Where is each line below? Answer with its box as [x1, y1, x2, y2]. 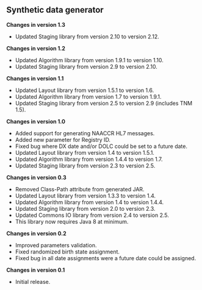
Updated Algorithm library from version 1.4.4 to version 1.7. [15, 155, 163, 163]
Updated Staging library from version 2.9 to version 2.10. [15, 63, 157, 70]
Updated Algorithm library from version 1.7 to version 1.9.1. [15, 93, 162, 100]
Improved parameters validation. [15, 241, 97, 249]
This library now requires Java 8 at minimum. [15, 217, 129, 225]
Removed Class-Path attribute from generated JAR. [15, 185, 145, 193]
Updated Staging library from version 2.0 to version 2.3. [15, 205, 156, 212]
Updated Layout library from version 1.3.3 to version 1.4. [15, 192, 156, 199]
